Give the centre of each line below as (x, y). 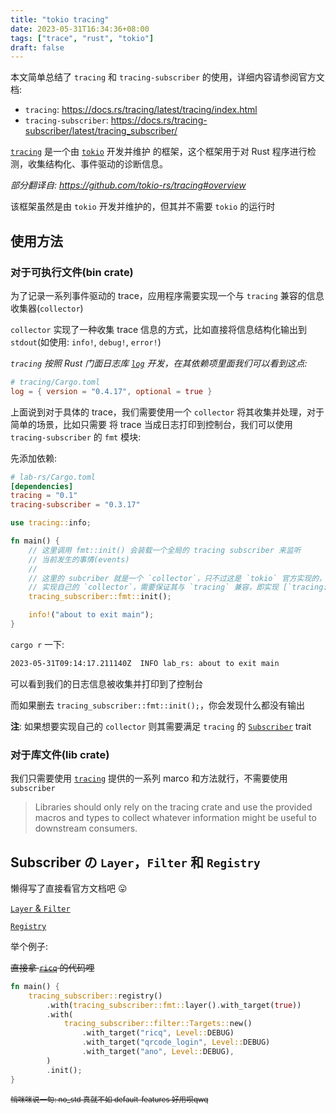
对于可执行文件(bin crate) (72, 272)
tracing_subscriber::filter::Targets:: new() (158, 1024)
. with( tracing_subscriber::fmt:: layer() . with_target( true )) (174, 1005)
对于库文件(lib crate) (60, 754)
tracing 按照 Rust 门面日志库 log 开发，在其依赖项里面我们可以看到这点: (159, 363)
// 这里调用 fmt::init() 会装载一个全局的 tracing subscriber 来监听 (165, 550)
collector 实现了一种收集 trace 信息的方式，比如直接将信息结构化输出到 (159, 329)
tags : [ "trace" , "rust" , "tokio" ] (82, 38)
